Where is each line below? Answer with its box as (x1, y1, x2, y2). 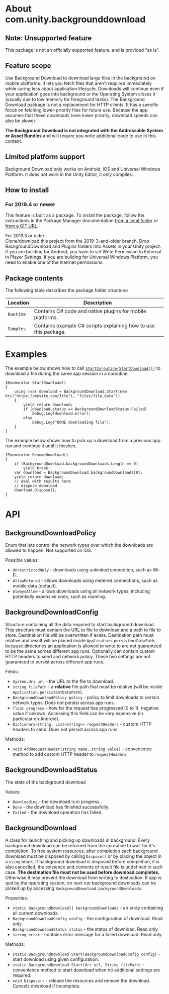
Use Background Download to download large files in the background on (5, 75, 156, 81)
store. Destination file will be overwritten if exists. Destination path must (5, 632, 154, 638)
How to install (5, 186, 49, 194)
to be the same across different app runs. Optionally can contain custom (5, 648, 155, 654)
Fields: (5, 668, 19, 674)
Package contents (5, 274, 63, 282)
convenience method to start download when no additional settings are (12, 967, 160, 973)
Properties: (5, 895, 29, 901)
